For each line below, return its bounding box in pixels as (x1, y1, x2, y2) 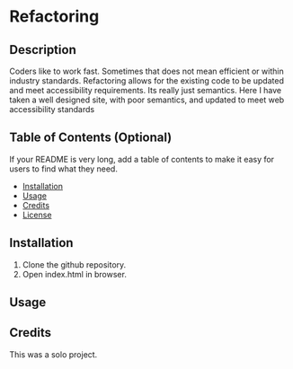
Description (9, 42, 76, 57)
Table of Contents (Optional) (9, 130, 173, 145)
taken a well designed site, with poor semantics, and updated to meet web (9, 94, 285, 105)
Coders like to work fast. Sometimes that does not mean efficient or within (9, 66, 285, 76)
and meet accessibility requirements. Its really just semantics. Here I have (9, 85, 282, 95)
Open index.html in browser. (22, 268, 128, 279)
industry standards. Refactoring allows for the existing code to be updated (9, 75, 285, 86)
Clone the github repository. (22, 259, 127, 270)
